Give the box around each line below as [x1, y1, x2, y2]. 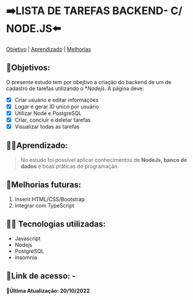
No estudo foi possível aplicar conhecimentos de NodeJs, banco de [20, 156, 188, 163]
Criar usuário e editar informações [14, 96, 99, 103]
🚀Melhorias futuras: [6, 180, 82, 190]
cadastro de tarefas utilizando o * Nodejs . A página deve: [6, 85, 144, 92]
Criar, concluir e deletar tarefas [14, 116, 91, 123]
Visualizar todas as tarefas [14, 123, 80, 130]
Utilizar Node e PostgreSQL [14, 110, 82, 117]
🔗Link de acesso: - [6, 270, 76, 281]
